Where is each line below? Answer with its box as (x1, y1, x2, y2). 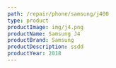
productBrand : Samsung (7, 37, 74, 44)
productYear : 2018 (7, 50, 62, 57)
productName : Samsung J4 (7, 30, 81, 38)
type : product (7, 17, 50, 24)
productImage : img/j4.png (7, 23, 83, 30)
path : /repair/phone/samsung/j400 (7, 10, 110, 18)
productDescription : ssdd (7, 43, 83, 50)
